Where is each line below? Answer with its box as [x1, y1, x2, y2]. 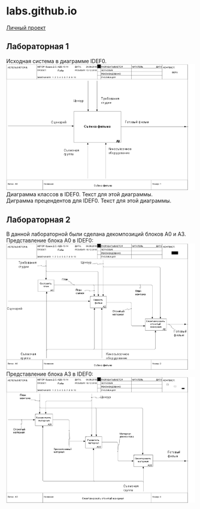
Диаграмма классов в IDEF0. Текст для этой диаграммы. [6, 191, 153, 198]
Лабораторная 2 [6, 214, 71, 224]
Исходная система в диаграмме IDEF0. [6, 57, 107, 64]
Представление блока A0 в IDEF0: [6, 237, 94, 244]
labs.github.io [6, 4, 77, 18]
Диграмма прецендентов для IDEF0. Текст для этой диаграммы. [6, 197, 172, 205]
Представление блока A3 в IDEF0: [6, 370, 94, 378]
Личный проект [6, 24, 46, 31]
